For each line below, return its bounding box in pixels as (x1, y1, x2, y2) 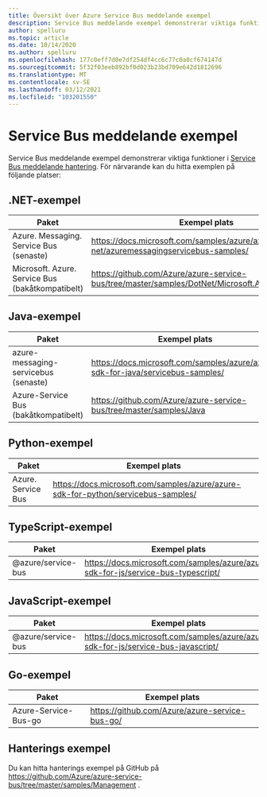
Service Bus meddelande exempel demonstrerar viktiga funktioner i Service (8, 153, 256, 163)
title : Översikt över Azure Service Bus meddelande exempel (8, 11, 212, 20)
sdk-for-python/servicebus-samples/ (52, 488, 197, 499)
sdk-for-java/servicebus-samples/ (91, 366, 225, 377)
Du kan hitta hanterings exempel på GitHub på (8, 763, 160, 772)
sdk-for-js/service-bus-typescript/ (84, 567, 221, 578)
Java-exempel (8, 310, 81, 323)
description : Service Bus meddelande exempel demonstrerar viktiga (8, 19, 237, 27)
